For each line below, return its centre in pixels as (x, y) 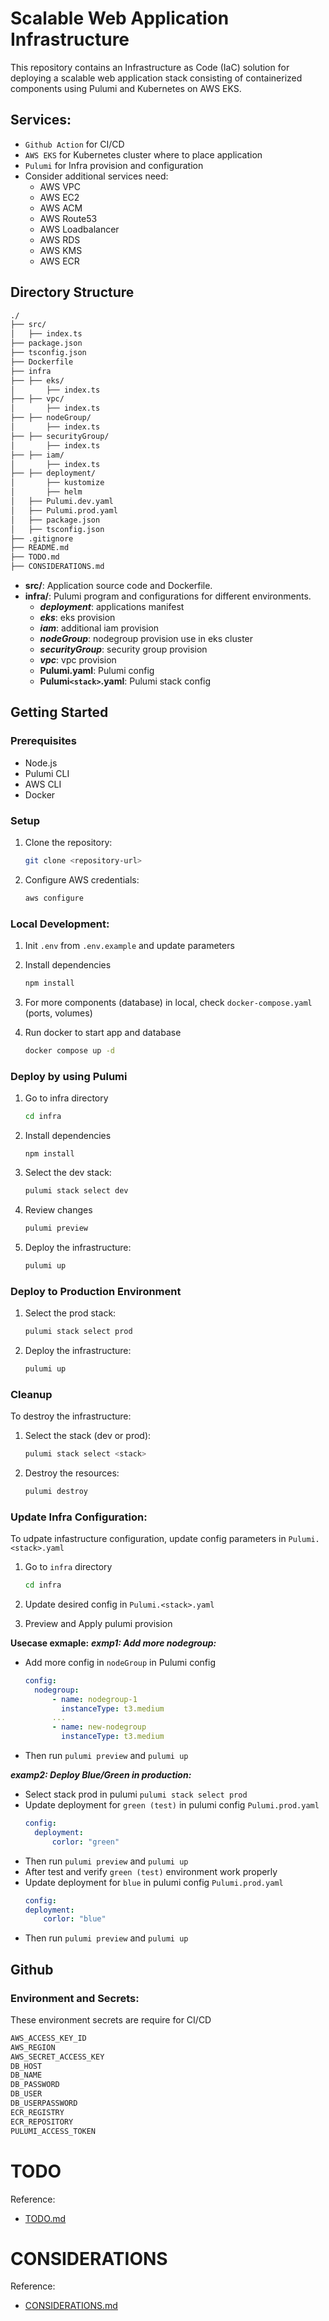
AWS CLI (43, 784)
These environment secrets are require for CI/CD (111, 2019)
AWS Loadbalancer (79, 229)
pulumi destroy (56, 1491)
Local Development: (60, 924)
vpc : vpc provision (78, 660)
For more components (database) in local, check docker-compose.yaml (168, 1002)
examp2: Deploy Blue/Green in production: (101, 1775)
